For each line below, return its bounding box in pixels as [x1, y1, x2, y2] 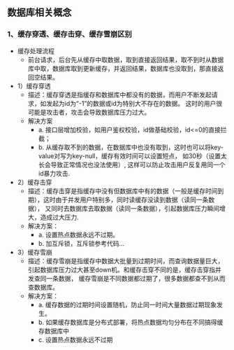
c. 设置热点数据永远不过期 [38, 335, 113, 344]
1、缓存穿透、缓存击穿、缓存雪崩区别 [7, 29, 133, 39]
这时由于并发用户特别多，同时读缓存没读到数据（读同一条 [43, 195, 209, 204]
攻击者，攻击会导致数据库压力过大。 [46, 108, 151, 116]
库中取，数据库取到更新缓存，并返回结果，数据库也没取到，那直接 [27, 64, 218, 72]
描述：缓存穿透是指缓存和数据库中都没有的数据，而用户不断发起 [27, 90, 212, 99]
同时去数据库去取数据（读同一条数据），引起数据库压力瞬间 [51, 204, 220, 212]
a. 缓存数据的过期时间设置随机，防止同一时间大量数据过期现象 [38, 300, 217, 309]
